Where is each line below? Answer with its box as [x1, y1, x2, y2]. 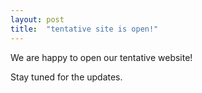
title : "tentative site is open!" [10, 24, 159, 34]
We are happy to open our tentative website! [10, 51, 193, 63]
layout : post [10, 14, 65, 25]
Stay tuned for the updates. [10, 71, 123, 83]
